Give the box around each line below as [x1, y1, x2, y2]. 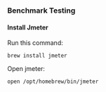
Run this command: [7, 39, 63, 47]
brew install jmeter [7, 52, 68, 60]
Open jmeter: [7, 65, 46, 73]
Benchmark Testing [7, 6, 76, 15]
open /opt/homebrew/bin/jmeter [7, 78, 99, 86]
